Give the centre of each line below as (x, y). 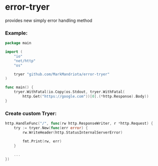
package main (18, 43)
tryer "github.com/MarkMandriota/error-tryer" (62, 74)
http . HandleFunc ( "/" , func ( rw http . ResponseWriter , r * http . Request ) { (79, 124)
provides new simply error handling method (49, 20)
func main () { (19, 87)
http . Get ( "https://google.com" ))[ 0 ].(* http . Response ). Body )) (86, 97)
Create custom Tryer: (31, 113)
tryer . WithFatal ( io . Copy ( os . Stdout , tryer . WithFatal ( (69, 92)
